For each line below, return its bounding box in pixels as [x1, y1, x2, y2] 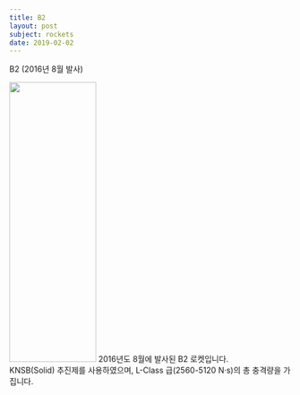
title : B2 [9, 13, 47, 22]
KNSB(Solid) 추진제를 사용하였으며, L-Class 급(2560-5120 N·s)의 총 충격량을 [9, 365, 282, 376]
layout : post [9, 21, 58, 30]
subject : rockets [9, 30, 74, 39]
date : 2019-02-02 [9, 38, 74, 47]
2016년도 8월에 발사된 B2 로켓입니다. [98, 354, 229, 365]
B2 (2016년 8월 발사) [9, 64, 83, 74]
